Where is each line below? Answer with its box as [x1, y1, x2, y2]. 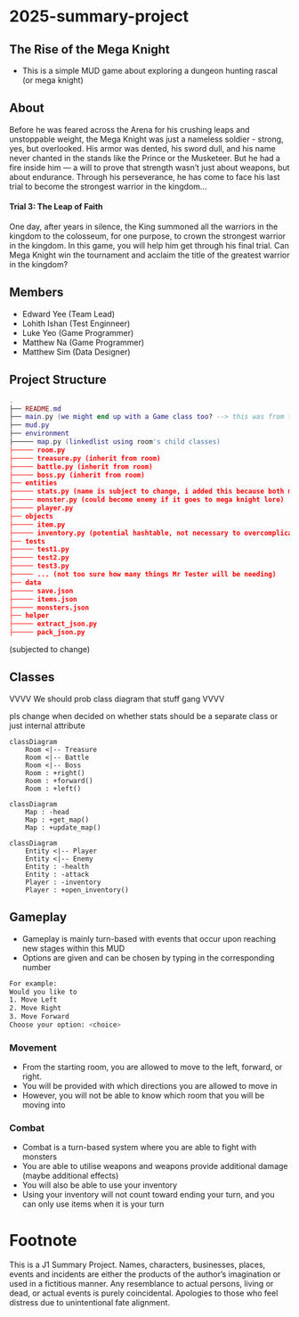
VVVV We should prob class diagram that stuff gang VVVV [9, 693, 225, 704]
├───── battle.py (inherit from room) [9, 462, 153, 471]
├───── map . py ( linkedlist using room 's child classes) [9, 438, 221, 446]
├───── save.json [9, 586, 74, 595]
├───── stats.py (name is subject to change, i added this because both [9, 487, 285, 496]
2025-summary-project [9, 6, 190, 27]
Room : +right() [25, 768, 86, 777]
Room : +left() [25, 784, 82, 793]
